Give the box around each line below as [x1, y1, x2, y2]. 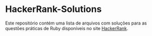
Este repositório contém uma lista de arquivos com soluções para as [5, 20, 147, 26]
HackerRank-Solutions [5, 3, 102, 15]
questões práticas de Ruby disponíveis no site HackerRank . [5, 25, 128, 31]
